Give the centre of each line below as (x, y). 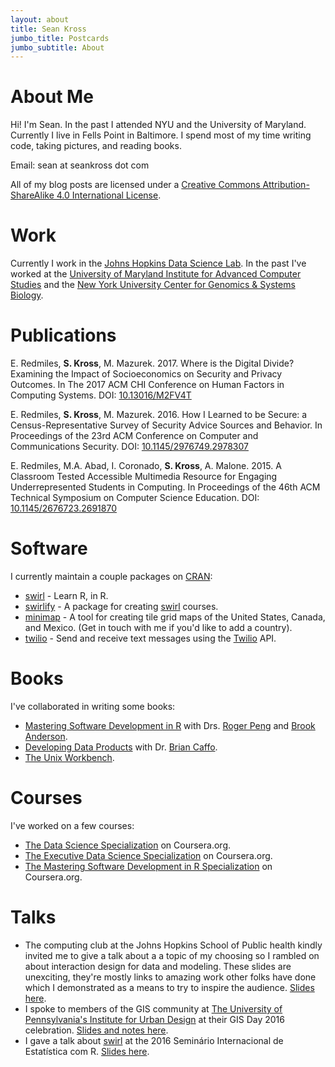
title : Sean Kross (48, 29)
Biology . (27, 295)
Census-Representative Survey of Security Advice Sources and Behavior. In (166, 425)
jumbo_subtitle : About (57, 47)
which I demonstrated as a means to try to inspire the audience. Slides (169, 987)
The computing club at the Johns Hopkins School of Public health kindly (173, 945)
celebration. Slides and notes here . (96, 1030)
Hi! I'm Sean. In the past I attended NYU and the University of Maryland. (158, 125)
